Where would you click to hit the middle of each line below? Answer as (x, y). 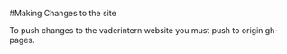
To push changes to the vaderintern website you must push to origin (136, 30)
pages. (22, 40)
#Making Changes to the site (63, 13)
